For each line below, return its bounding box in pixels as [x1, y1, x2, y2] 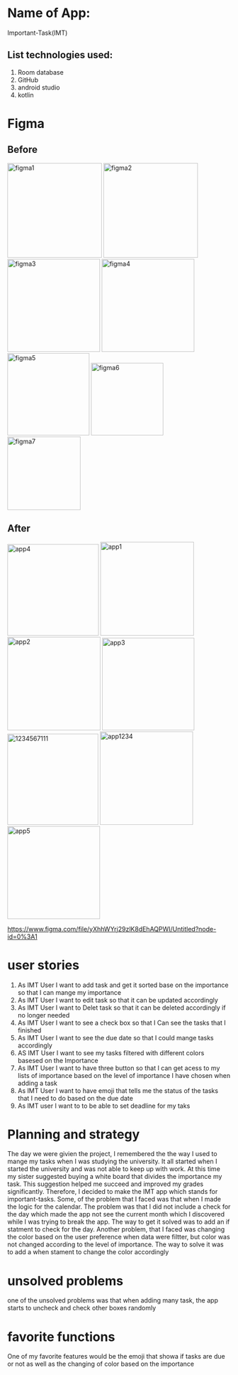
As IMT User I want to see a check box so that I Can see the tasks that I [17, 1018, 227, 1027]
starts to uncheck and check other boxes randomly [7, 1304, 157, 1312]
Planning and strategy [7, 1126, 140, 1142]
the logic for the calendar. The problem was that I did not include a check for [7, 1202, 231, 1211]
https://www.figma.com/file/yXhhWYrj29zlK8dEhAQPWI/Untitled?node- [7, 924, 217, 933]
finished [17, 1025, 42, 1035]
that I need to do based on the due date [17, 1094, 133, 1102]
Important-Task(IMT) [7, 28, 68, 37]
